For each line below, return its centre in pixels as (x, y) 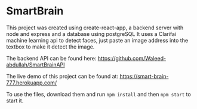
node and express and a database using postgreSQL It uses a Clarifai (91, 34)
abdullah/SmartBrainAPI (36, 65)
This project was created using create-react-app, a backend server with (95, 28)
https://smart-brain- (144, 76)
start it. (15, 101)
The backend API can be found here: (51, 58)
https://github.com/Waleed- (132, 58)
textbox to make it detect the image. (50, 47)
